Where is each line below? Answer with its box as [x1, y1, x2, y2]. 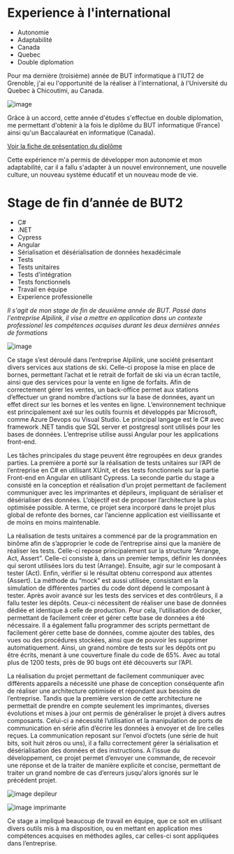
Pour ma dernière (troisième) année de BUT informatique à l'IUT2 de [7, 71, 204, 80]
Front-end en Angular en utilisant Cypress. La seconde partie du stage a [7, 473, 215, 481]
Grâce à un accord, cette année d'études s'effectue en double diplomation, [7, 113, 224, 122]
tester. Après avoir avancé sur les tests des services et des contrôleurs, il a [7, 591, 224, 600]
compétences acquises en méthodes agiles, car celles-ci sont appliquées [7, 832, 219, 840]
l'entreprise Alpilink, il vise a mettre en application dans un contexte [7, 313, 203, 322]
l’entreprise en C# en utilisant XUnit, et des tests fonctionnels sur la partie [7, 466, 219, 474]
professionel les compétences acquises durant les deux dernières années [7, 321, 220, 329]
